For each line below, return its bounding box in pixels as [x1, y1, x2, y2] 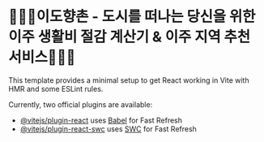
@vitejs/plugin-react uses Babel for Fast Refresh [19, 115, 183, 125]
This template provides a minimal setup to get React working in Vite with [8, 75, 249, 85]
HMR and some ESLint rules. [8, 84, 104, 93]
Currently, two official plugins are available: [8, 99, 153, 110]
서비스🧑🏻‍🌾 [8, 48, 76, 67]
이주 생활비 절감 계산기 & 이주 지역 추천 [8, 28, 251, 46]
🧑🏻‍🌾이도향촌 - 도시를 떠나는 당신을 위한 [8, 7, 256, 26]
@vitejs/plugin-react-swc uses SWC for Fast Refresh [19, 123, 197, 134]
